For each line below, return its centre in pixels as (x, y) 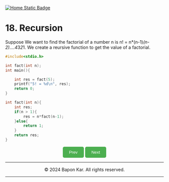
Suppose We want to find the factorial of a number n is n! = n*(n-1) (74, 42)
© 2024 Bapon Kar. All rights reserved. (84, 169)
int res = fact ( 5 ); (35, 79)
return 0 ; (25, 89)
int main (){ (18, 70)
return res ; (27, 135)
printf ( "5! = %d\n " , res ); (43, 84)
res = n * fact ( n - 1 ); (44, 116)
